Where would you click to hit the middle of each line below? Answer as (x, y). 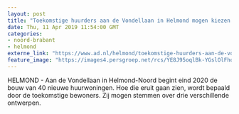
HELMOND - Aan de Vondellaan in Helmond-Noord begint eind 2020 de (113, 80)
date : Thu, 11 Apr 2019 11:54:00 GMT (63, 27)
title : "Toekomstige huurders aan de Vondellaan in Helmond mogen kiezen (119, 21)
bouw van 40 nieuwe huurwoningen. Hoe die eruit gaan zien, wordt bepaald (119, 87)
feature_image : (30, 60)
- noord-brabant (31, 40)
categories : (25, 34)
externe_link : (28, 54)
